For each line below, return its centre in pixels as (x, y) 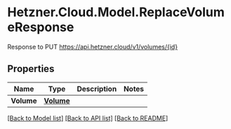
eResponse (41, 27)
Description (97, 89)
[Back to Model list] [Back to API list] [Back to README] (88, 118)
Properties (31, 69)
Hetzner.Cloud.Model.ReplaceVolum (116, 12)
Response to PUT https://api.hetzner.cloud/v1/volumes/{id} (92, 47)
